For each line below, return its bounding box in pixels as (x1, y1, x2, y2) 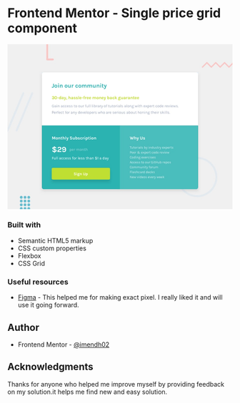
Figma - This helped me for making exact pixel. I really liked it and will (17, 293, 223, 302)
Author (7, 321, 39, 333)
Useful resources (7, 277, 69, 287)
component (7, 20, 77, 36)
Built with (7, 220, 41, 230)
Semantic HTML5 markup (17, 236, 94, 245)
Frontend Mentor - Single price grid (7, 5, 221, 21)
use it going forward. (17, 301, 80, 310)
